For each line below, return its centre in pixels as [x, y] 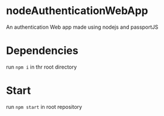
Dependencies [42, 51]
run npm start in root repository [44, 107]
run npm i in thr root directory [42, 67]
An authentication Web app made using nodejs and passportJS [82, 27]
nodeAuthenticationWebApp [77, 11]
